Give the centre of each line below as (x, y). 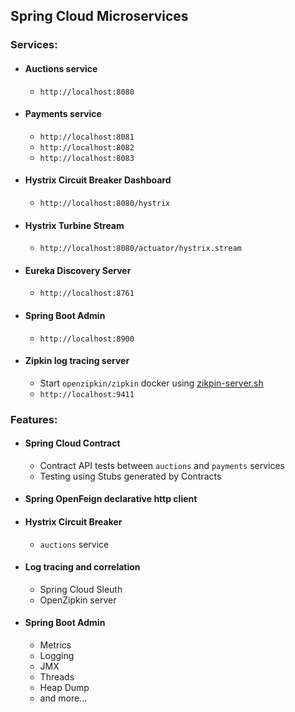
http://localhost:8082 (87, 147)
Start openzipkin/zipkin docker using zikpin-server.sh (151, 383)
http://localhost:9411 (87, 394)
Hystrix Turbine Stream (74, 225)
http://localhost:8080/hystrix (105, 203)
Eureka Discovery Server (78, 270)
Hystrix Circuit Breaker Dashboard (98, 180)
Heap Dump (64, 688)
